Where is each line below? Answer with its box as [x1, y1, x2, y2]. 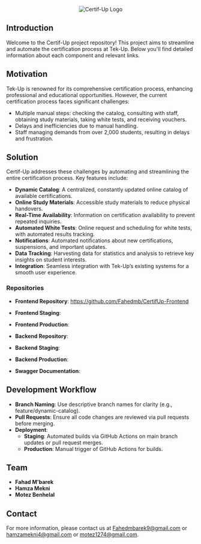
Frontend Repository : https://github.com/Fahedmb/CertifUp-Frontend [14, 297, 189, 305]
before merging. [14, 420, 55, 427]
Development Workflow [6, 384, 97, 395]
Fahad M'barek [14, 479, 54, 486]
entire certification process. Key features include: [6, 175, 128, 182]
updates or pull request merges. [23, 438, 103, 446]
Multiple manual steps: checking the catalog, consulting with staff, [14, 109, 179, 116]
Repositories [6, 284, 44, 292]
